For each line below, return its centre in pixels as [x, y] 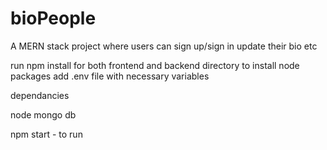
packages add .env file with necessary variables [110, 76]
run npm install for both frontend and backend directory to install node [155, 65]
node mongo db [43, 114]
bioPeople [53, 18]
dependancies [40, 95]
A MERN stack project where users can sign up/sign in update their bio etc [164, 46]
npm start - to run [46, 134]
